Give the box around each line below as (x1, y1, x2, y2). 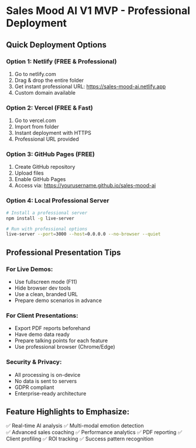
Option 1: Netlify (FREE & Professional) (6, 57, 117, 65)
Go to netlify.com (14, 70, 57, 77)
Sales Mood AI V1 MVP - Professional (6, 4, 191, 18)
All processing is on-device (14, 371, 81, 378)
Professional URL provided (14, 136, 79, 143)
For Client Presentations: (6, 311, 78, 319)
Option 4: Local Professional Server (6, 197, 109, 205)
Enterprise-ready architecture (14, 390, 87, 397)
